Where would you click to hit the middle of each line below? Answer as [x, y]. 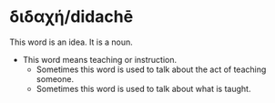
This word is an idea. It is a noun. [71, 42]
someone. [55, 78]
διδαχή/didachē [71, 17]
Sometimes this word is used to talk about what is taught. [143, 88]
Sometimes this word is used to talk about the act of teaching [151, 69]
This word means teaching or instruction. [100, 59]
